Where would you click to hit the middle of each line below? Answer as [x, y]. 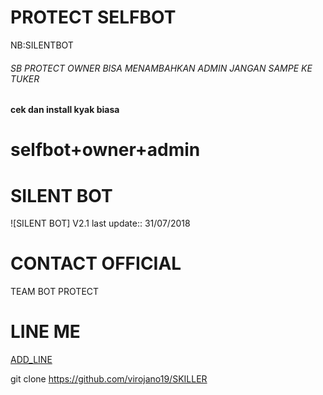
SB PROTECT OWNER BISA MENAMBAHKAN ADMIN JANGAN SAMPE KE [161, 68]
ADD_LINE [31, 360]
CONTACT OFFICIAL [96, 263]
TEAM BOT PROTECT [55, 292]
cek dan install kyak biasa [65, 110]
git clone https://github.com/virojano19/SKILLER [109, 379]
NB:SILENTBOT [42, 45]
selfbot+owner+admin [105, 150]
